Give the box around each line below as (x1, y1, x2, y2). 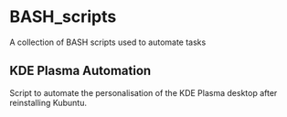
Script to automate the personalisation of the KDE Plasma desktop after (9, 87, 278, 98)
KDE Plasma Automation (9, 63, 152, 79)
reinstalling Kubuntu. (9, 97, 87, 108)
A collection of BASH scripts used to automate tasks (9, 37, 207, 48)
